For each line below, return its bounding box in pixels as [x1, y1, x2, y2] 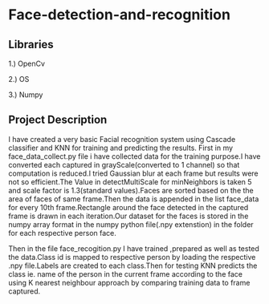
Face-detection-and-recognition [8, 6, 231, 24]
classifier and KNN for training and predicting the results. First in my [8, 143, 234, 152]
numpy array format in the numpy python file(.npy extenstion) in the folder [8, 219, 255, 229]
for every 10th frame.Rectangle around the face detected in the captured [8, 202, 249, 212]
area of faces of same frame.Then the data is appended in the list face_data [8, 194, 259, 204]
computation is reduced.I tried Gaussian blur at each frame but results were [8, 168, 259, 178]
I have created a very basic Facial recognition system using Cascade [8, 134, 236, 144]
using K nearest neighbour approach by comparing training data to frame [8, 278, 251, 287]
